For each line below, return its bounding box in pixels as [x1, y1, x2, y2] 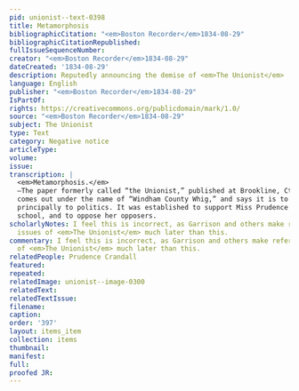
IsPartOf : [9, 95, 46, 105]
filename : [9, 302, 46, 311]
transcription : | [9, 170, 74, 179]
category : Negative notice [9, 137, 109, 146]
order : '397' [9, 319, 58, 328]
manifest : [9, 352, 46, 361]
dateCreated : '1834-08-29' [9, 63, 109, 72]
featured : [9, 261, 46, 270]
